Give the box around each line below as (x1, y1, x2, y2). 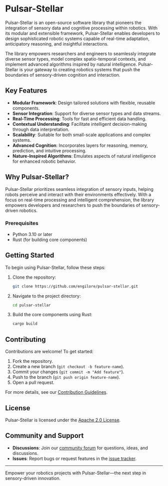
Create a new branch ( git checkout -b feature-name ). (12, 364, 124, 370)
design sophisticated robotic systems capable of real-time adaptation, (5, 36, 150, 42)
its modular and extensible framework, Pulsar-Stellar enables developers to (5, 30, 160, 36)
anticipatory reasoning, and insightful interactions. (5, 41, 109, 47)
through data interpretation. (12, 126, 69, 132)
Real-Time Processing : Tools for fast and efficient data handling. (12, 116, 146, 122)
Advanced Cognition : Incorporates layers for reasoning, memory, (12, 142, 148, 148)
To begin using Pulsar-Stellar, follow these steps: (5, 264, 106, 271)
